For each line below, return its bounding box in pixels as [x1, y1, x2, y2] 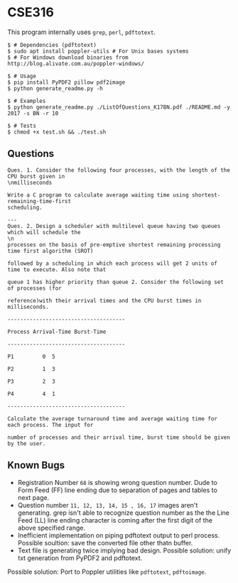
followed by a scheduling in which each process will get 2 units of [7, 260, 218, 267]
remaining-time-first [7, 197, 72, 205]
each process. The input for [7, 421, 94, 428]
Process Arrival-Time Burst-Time [7, 328, 107, 335]
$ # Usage [7, 72, 37, 80]
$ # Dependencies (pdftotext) [7, 41, 97, 48]
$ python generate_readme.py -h [7, 85, 103, 92]
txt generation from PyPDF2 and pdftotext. [17, 553, 143, 562]
